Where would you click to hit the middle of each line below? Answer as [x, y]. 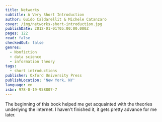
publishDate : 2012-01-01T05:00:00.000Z [47, 29]
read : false [18, 38]
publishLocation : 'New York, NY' [40, 80]
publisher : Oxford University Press [44, 76]
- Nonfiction [23, 52]
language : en [19, 85]
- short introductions [33, 71]
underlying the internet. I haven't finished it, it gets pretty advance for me [81, 109]
